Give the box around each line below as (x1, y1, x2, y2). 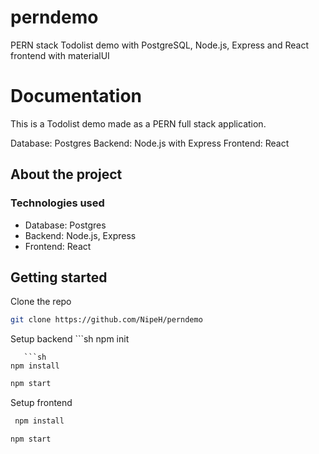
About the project (10, 166, 123, 183)
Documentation (10, 85, 143, 108)
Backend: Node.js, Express (24, 229, 137, 241)
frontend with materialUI (10, 49, 110, 61)
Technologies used (10, 196, 105, 210)
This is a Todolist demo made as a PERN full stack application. (10, 117, 267, 130)
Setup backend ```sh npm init (10, 333, 130, 345)
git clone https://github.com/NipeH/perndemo (10, 315, 203, 325)
